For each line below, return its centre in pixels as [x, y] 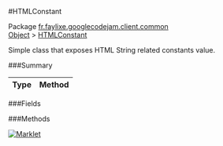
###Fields [24, 104]
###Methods [29, 119]
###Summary [30, 65]
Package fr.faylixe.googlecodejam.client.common [89, 26]
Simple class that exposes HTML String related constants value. [112, 50]
